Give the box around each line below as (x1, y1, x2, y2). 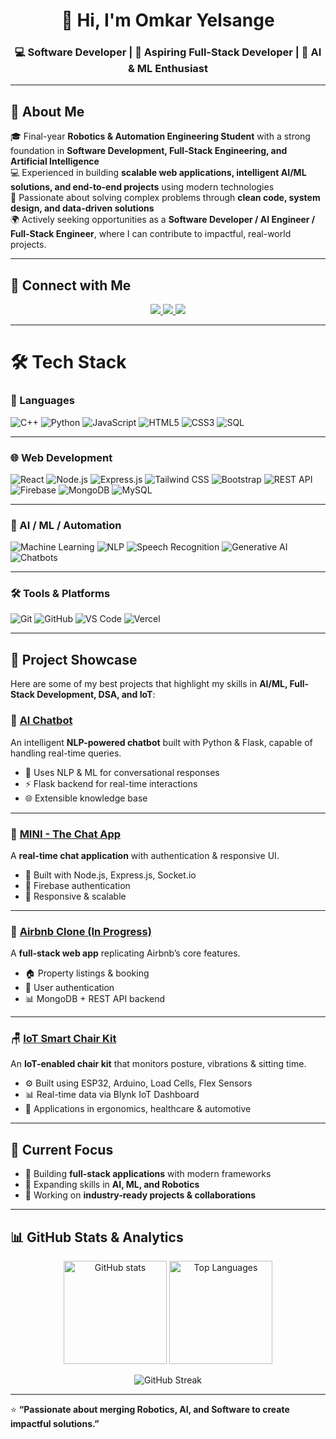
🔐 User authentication (24, 982, 115, 994)
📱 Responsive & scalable (24, 890, 127, 902)
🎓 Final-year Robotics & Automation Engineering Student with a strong (10, 130, 311, 143)
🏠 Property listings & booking (24, 967, 150, 979)
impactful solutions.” (10, 1418, 100, 1430)
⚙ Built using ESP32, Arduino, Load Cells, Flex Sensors (24, 1077, 253, 1089)
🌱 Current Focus (10, 1141, 114, 1158)
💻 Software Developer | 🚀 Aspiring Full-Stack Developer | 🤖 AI (14, 45, 322, 59)
